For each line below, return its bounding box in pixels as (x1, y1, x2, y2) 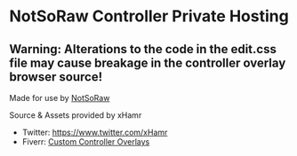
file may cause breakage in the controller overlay (9, 55, 286, 70)
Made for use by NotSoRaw (9, 93, 110, 103)
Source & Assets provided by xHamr (9, 110, 142, 121)
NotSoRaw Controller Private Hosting (9, 6, 289, 27)
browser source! (9, 69, 103, 84)
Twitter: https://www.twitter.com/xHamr (21, 127, 168, 137)
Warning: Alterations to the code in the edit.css (9, 42, 277, 57)
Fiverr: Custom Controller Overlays (21, 136, 150, 147)
